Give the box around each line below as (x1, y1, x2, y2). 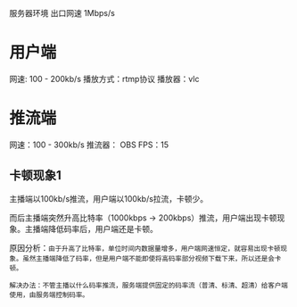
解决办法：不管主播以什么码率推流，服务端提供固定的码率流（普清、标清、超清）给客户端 (9, 280, 288, 290)
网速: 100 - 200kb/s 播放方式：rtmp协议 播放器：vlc (9, 73, 200, 84)
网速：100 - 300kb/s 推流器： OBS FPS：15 (9, 139, 169, 150)
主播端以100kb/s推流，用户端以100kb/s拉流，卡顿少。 (9, 193, 209, 203)
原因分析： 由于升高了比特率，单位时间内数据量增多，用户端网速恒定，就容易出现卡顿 (9, 242, 281, 253)
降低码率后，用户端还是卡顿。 (47, 223, 158, 234)
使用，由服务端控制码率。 (9, 290, 89, 299)
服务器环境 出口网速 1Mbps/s (9, 8, 116, 18)
